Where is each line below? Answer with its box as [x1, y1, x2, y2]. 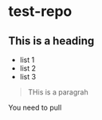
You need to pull [8, 103, 62, 112]
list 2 [19, 64, 37, 73]
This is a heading [8, 34, 95, 48]
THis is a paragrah [27, 87, 89, 97]
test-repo [8, 2, 73, 21]
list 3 [19, 72, 37, 81]
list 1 [19, 55, 35, 64]
